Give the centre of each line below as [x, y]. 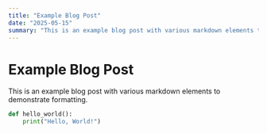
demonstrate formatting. [48, 100]
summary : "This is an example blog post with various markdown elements [131, 30]
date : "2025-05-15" [41, 23]
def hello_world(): [41, 114]
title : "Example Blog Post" [55, 15]
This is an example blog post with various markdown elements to [114, 91]
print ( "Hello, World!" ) [62, 122]
